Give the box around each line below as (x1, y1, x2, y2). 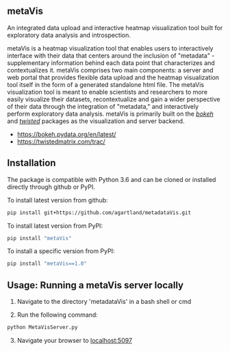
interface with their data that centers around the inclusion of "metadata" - (7, 51, 215, 60)
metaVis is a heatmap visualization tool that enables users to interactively (7, 44, 214, 52)
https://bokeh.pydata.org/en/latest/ (16, 130, 116, 138)
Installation (7, 157, 56, 169)
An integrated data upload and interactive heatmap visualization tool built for (7, 23, 223, 31)
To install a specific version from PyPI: (7, 247, 115, 255)
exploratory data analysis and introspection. (7, 31, 131, 39)
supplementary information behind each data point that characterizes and (7, 58, 216, 67)
